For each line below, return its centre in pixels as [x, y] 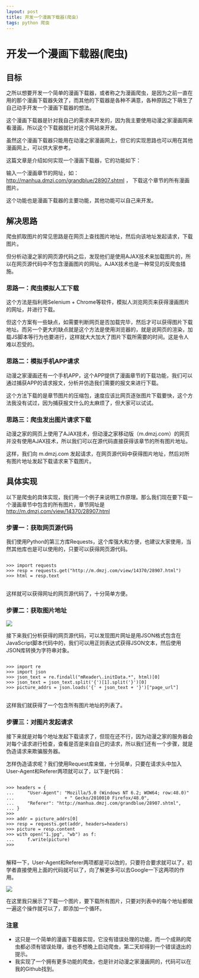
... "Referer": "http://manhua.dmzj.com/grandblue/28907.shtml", [94, 803]
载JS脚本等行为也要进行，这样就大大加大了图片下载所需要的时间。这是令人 [97, 337]
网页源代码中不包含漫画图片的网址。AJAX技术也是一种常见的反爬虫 [98, 264]
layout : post [22, 12]
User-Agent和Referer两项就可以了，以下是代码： [66, 771]
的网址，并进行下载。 [32, 310]
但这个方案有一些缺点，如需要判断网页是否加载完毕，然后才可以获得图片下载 [99, 322]
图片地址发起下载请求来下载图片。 [53, 461]
